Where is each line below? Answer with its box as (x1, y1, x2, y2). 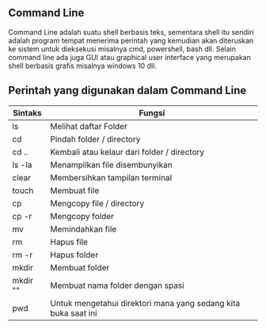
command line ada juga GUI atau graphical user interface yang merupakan (8, 52, 251, 62)
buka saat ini (50, 308, 97, 319)
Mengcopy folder (50, 210, 115, 221)
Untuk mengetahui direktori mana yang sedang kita (50, 297, 241, 308)
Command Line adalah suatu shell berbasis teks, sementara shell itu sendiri (8, 27, 254, 36)
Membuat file (50, 185, 100, 196)
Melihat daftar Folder (50, 120, 128, 131)
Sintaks (13, 107, 42, 118)
